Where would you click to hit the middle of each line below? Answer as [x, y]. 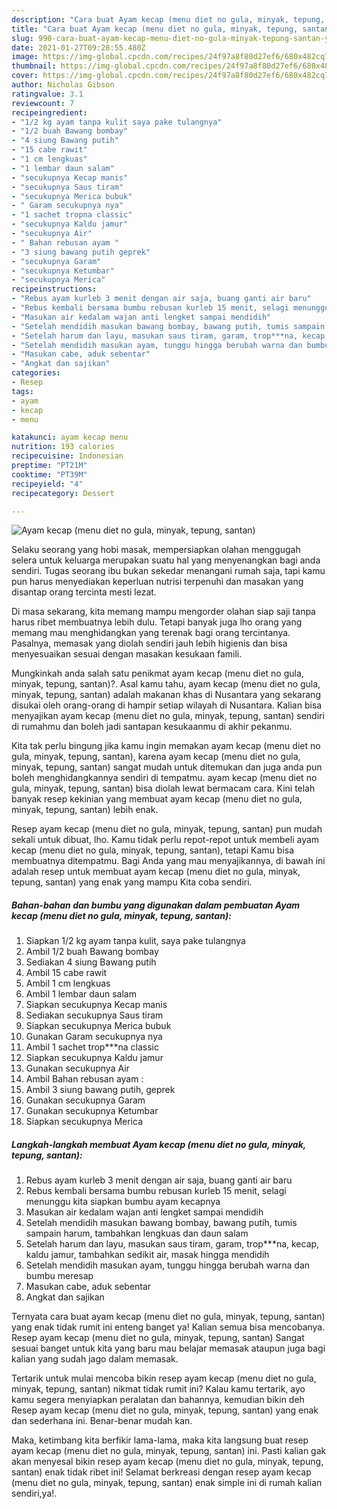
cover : [25, 76]
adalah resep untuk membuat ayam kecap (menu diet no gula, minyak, [156, 872]
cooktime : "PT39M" [49, 474]
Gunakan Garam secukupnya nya [94, 1037]
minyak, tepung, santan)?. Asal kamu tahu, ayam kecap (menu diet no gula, [166, 684]
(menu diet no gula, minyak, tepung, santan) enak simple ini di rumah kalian [167, 1483]
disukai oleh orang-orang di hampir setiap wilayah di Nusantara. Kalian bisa [167, 705]
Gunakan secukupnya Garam [85, 1100]
